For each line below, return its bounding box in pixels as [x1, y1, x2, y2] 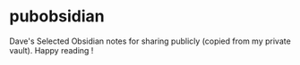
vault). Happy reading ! [9, 45, 94, 55]
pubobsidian [9, 6, 105, 27]
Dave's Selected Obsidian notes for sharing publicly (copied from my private [9, 36, 291, 46]
